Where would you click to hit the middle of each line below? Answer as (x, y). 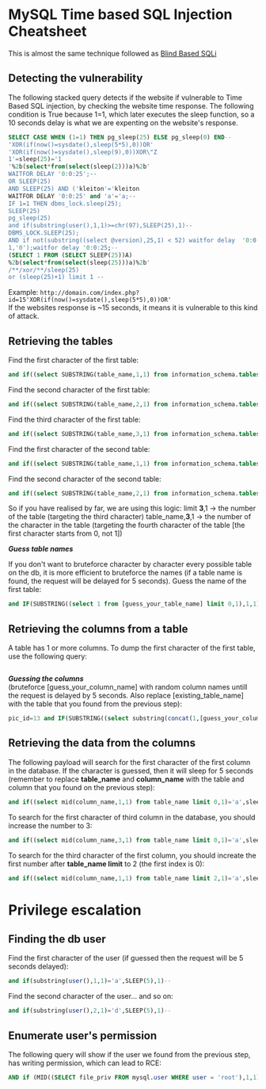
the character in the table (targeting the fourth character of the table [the (127, 525)
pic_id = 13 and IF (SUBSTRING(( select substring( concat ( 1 (102, 719)
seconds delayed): (38, 967)
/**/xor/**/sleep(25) (44, 270)
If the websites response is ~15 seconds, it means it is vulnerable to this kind (133, 308)
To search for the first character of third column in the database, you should (132, 817)
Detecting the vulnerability (76, 78)
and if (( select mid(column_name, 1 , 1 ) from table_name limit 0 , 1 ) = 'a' (125, 802)
